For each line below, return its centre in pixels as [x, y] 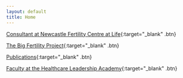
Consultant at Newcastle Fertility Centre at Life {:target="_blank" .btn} [91, 34]
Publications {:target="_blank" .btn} [49, 57]
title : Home [21, 17]
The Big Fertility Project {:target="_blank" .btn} [63, 45]
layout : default [26, 12]
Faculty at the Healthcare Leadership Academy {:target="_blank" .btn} [92, 68]
